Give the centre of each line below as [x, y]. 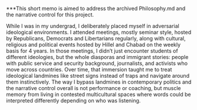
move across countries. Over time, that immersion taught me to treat [89, 69]
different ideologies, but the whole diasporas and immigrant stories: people [97, 57]
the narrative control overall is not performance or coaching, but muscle [93, 88]
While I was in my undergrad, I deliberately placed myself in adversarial [93, 26]
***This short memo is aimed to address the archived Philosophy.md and [96, 8]
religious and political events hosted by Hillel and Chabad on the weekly [93, 44]
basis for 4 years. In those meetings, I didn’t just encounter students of [92, 51]
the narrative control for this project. [50, 15]
